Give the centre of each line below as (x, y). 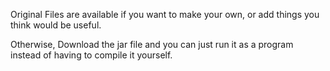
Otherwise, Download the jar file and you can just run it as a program (152, 44)
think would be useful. (56, 25)
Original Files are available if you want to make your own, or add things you (165, 14)
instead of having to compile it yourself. (91, 55)
